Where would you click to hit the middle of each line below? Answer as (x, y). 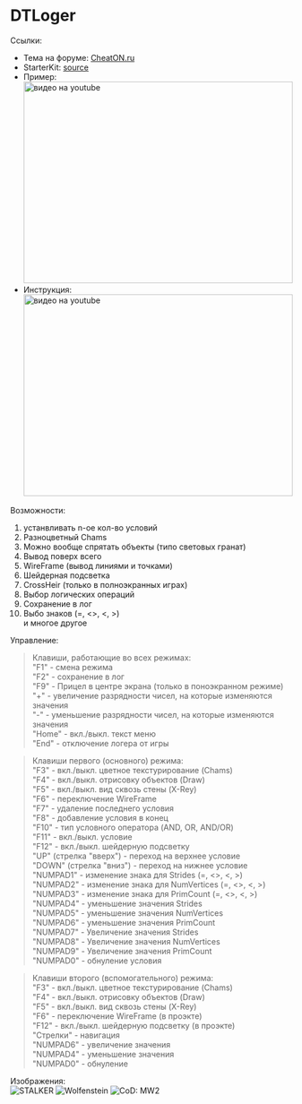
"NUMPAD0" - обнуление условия (97, 961)
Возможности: (38, 510)
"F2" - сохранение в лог (78, 677)
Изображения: (38, 1081)
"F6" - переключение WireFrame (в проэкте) (117, 1016)
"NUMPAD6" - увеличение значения (101, 1044)
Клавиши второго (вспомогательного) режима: (123, 978)
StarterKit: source (56, 67)
